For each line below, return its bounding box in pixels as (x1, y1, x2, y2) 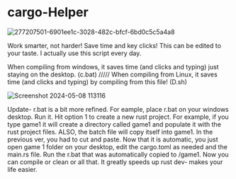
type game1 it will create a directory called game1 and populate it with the (7, 120, 222, 128)
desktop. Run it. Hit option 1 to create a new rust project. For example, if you (7, 112, 229, 121)
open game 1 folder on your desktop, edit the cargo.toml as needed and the (7, 142, 228, 151)
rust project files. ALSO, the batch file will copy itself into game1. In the (7, 127, 213, 136)
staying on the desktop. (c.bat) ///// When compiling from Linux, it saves (7, 70, 218, 79)
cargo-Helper (7, 4, 89, 21)
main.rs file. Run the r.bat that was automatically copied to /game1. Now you (7, 150, 229, 158)
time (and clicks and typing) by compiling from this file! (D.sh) (7, 77, 188, 86)
